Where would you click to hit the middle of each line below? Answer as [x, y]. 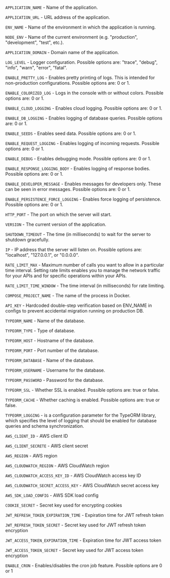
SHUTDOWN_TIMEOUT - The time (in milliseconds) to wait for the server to [78, 234]
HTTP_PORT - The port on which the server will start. [59, 214]
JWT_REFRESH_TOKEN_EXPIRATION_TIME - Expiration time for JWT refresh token [84, 515]
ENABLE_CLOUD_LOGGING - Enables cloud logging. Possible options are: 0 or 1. [84, 108]
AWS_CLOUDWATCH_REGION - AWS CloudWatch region [57, 466]
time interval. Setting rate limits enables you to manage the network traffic [83, 270]
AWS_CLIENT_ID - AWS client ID [37, 436]
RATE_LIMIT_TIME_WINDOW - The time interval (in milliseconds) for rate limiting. [85, 286]
